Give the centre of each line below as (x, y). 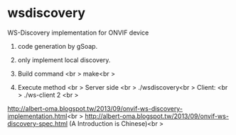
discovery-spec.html (38, 123)
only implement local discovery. (64, 60)
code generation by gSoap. (58, 46)
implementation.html (37, 116)
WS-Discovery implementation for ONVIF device (78, 33)
